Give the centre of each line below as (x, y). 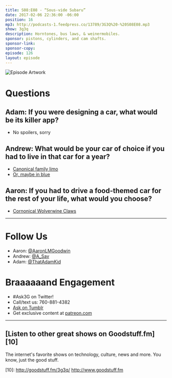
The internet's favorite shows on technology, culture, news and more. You (83, 354)
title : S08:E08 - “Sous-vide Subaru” (46, 10)
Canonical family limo (35, 169)
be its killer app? (32, 120)
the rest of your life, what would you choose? (79, 199)
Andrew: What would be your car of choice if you (85, 149)
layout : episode (23, 58)
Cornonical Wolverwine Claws (45, 211)
